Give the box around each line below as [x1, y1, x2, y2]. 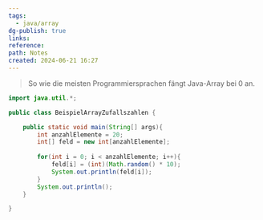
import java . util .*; [8, 94, 78, 102]
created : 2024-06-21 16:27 [8, 57, 99, 65]
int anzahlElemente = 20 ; [37, 130, 124, 139]
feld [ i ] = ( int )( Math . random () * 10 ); [51, 161, 181, 169]
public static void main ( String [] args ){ [22, 123, 163, 131]
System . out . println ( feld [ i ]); [51, 168, 152, 176]
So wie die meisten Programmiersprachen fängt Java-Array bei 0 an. [27, 78, 255, 88]
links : [8, 34, 30, 43]
